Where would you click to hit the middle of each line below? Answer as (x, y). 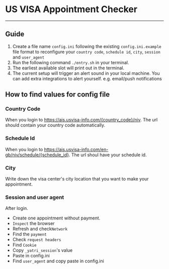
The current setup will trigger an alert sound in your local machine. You (86, 73)
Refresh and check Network (40, 229)
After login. (17, 208)
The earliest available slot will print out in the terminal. (68, 68)
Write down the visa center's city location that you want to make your (77, 179)
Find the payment (29, 234)
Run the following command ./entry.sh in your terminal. (71, 62)
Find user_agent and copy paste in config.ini (58, 261)
